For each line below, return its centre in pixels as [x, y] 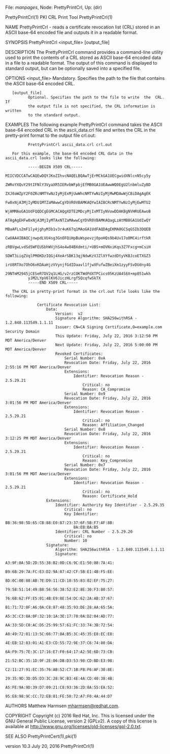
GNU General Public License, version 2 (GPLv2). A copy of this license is [81, 721]
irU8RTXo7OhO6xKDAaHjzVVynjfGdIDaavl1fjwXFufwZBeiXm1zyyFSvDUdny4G [78, 265]
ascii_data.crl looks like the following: [51, 158]
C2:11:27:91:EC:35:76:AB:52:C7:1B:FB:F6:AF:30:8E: [60, 670]
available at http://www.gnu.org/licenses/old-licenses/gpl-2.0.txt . [74, 726]
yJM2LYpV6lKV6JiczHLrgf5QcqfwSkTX [64, 278]
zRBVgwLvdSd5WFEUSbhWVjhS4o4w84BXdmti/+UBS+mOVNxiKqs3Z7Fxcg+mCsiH [78, 247]
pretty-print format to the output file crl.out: [51, 135]
